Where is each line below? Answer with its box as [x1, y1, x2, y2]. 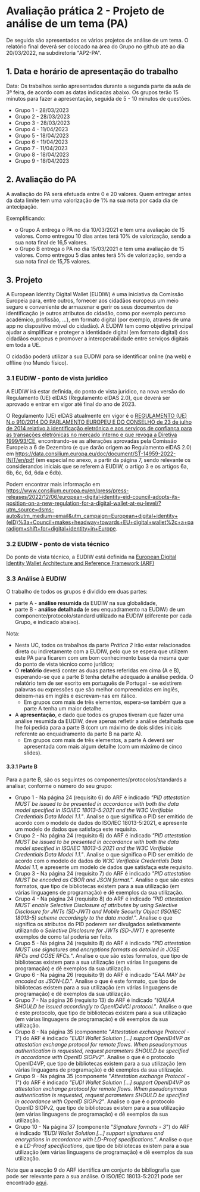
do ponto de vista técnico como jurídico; [14, 660, 114, 668]
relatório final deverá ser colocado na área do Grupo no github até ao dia [6, 43, 185, 50]
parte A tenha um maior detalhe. [23, 705, 103, 712]
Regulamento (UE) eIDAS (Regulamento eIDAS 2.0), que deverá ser [6, 394, 171, 401]
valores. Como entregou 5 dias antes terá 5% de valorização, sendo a [14, 252, 186, 259]
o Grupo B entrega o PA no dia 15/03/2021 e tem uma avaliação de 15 [14, 245, 185, 252]
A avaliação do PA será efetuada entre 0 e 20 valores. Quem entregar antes [6, 190, 192, 197]
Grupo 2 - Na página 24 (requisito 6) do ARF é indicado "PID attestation [14, 832, 192, 839]
